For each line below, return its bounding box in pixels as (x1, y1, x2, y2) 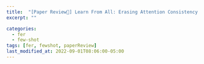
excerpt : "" (6, 15, 37, 21)
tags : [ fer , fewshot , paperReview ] (6, 43, 97, 49)
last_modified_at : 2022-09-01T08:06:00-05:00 (6, 48, 124, 55)
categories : (6, 26, 37, 32)
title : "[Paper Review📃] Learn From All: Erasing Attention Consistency (6, 9, 199, 15)
